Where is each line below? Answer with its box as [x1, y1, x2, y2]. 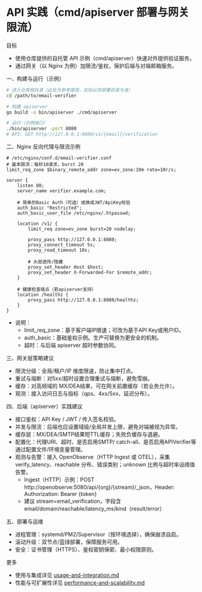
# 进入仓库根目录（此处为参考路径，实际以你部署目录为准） [6, 87, 133, 93]
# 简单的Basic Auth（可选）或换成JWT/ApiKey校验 [17, 200, 131, 206]
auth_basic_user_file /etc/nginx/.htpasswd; [17, 210, 131, 216]
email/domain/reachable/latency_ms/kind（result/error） [24, 505, 165, 512]
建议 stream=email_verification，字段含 [24, 498, 122, 505]
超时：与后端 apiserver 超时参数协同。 [24, 342, 119, 349]
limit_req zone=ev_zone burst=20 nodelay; [28, 226, 136, 233]
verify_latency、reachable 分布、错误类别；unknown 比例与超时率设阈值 [14, 461, 195, 468]
